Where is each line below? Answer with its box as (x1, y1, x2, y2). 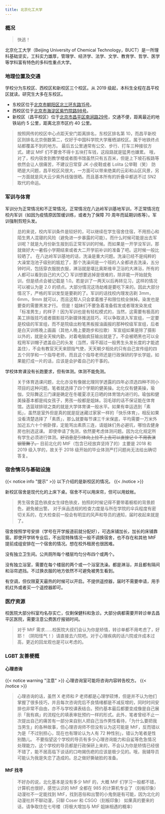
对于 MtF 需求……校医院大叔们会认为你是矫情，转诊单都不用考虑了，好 (17, 627, 160, 633)
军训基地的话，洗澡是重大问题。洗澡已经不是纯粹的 (53, 253, 156, 259)
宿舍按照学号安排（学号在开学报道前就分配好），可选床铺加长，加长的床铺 (5, 528, 154, 534)
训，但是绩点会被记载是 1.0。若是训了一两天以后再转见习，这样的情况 (17, 278, 158, 283)
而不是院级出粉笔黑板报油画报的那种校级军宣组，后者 (51, 321, 160, 327)
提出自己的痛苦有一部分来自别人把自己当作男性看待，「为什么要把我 (21, 718, 157, 724)
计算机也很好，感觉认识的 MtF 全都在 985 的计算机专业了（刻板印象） (17, 785, 159, 791)
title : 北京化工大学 (5, 7, 43, 12)
